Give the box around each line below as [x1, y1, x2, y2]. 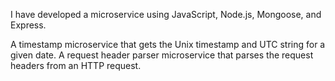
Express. [10, 19, 47, 31]
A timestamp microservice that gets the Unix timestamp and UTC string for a [10, 39, 326, 50]
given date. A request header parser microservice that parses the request [10, 49, 314, 61]
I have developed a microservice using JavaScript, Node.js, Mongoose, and [10, 9, 322, 20]
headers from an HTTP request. [10, 60, 142, 71]
